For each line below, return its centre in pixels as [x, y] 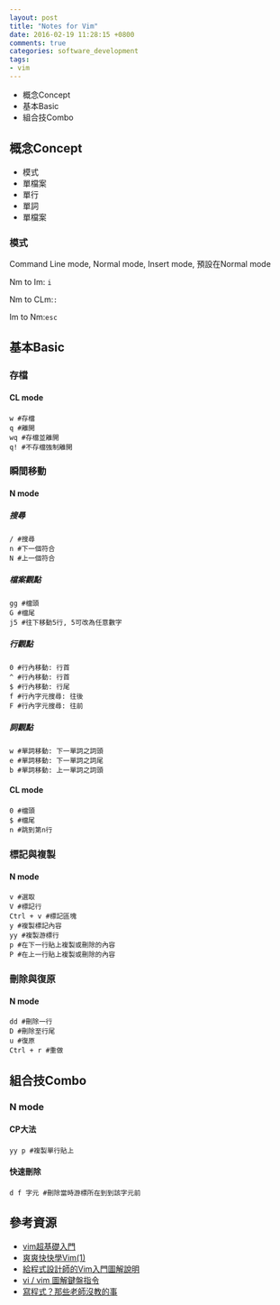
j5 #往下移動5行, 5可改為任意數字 [66, 622]
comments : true [38, 43]
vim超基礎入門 [49, 1246]
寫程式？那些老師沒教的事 [70, 1291]
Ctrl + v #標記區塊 [43, 916]
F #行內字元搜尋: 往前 [46, 706]
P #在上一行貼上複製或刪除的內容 [62, 955]
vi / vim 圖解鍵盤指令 [61, 1280]
